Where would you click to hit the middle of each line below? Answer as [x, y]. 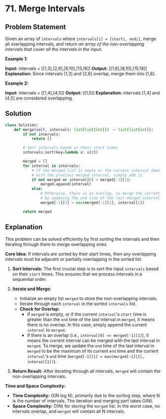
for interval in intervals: [52, 166]
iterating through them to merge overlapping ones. [56, 244]
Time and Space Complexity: [35, 386]
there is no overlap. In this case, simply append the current [87, 325]
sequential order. [29, 279]
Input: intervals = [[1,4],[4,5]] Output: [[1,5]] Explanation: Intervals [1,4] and [83, 93]
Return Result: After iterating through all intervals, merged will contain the [86, 371]
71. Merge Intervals [45, 9]
